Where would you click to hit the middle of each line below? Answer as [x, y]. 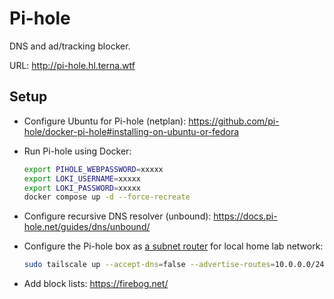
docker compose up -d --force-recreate [107, 197]
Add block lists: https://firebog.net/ [96, 284]
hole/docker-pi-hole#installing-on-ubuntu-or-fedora [131, 131]
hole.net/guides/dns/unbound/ [87, 227]
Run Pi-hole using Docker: [77, 151]
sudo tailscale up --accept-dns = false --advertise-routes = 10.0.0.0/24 [174, 265]
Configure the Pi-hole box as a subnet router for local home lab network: [173, 246]
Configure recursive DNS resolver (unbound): [117, 216]
